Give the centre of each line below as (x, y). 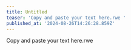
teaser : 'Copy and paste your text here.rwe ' (66, 18)
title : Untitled (27, 12)
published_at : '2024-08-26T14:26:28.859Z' (61, 23)
